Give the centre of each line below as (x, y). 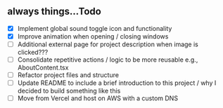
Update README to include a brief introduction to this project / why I (117, 83)
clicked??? (33, 52)
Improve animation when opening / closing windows (93, 36)
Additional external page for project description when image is (108, 44)
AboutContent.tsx (43, 68)
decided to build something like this (69, 91)
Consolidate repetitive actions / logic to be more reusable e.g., (108, 60)
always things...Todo (55, 12)
